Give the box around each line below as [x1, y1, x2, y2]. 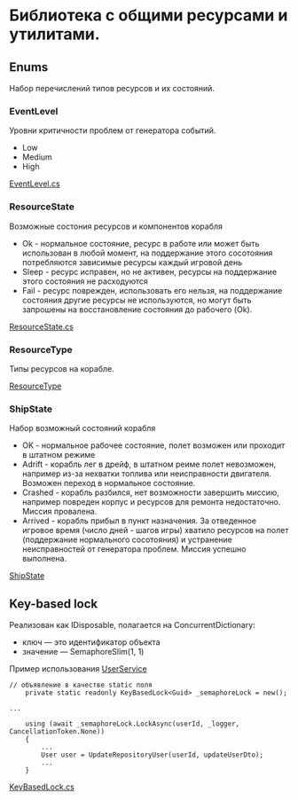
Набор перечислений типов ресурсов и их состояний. [9, 83, 216, 93]
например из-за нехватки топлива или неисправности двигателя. [21, 468, 272, 479]
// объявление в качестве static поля [9, 680, 153, 689]
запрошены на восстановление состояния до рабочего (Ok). [21, 303, 253, 315]
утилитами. [9, 24, 100, 44]
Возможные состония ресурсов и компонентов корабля [9, 221, 223, 232]
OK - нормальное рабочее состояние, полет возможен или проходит [21, 440, 286, 451]
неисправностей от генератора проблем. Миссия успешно [21, 544, 247, 554]
